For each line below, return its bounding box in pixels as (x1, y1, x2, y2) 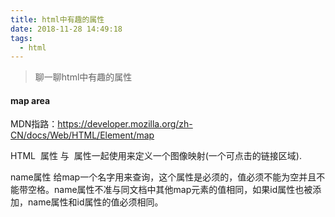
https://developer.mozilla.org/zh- (57, 118, 193, 130)
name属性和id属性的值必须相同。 (27, 196, 164, 208)
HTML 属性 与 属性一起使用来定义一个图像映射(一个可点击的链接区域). (10, 150, 302, 162)
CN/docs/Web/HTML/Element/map (10, 129, 155, 141)
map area (10, 94, 51, 106)
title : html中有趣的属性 (10, 14, 105, 25)
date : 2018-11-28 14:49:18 (10, 24, 123, 34)
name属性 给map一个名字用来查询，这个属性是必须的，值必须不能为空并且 (10, 171, 317, 183)
